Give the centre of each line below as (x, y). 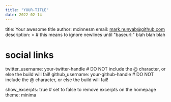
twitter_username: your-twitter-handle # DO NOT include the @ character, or (85, 69)
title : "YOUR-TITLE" (27, 10)
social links (30, 55)
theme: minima (21, 95)
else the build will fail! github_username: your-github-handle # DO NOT (80, 75)
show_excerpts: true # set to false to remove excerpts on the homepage (81, 90)
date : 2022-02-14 (24, 15)
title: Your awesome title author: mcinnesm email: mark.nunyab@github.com (85, 29)
